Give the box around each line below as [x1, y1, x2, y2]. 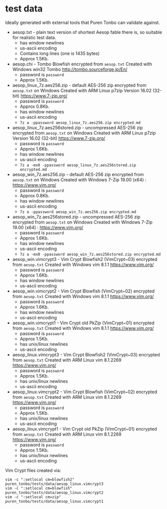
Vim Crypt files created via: [5, 467, 61, 473]
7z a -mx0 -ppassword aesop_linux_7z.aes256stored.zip [19, 163, 136, 168]
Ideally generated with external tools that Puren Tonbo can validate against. [5, 19, 161, 25]
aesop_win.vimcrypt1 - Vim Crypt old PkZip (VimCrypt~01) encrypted [12, 320, 155, 326]
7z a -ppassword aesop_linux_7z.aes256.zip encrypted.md [19, 120, 141, 125]
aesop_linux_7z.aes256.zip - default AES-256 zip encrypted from [12, 82, 147, 88]
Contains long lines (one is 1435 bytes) [19, 50, 100, 56]
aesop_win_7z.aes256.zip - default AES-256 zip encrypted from [12, 171, 144, 177]
